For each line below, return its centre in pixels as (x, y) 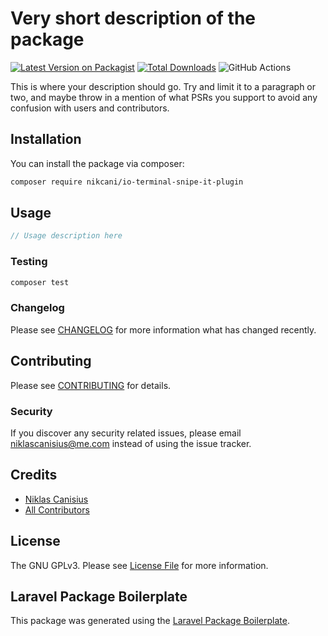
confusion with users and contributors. (90, 108)
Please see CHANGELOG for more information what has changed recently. (163, 329)
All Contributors (57, 509)
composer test (40, 282)
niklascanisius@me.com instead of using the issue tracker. (131, 443)
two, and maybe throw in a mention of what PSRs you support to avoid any (164, 97)
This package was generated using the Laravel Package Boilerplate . (150, 621)
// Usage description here (66, 236)
